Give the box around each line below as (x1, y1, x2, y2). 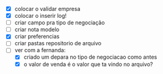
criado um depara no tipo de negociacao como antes (23, 53, 158, 61)
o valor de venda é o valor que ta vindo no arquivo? (23, 61, 153, 68)
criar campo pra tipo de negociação (14, 19, 105, 26)
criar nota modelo (14, 26, 59, 33)
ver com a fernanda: (14, 46, 66, 54)
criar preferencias (14, 33, 60, 40)
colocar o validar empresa (14, 6, 81, 12)
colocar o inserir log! (14, 12, 67, 20)
